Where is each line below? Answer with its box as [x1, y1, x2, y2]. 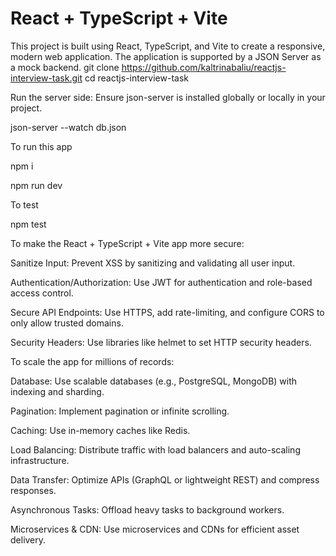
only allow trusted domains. [10, 317, 124, 329]
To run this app [10, 140, 73, 152]
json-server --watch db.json [10, 121, 127, 133]
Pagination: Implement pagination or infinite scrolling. [10, 405, 230, 417]
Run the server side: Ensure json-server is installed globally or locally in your [10, 91, 326, 103]
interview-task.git [10, 72, 83, 84]
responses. [10, 484, 57, 496]
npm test [10, 218, 47, 230]
